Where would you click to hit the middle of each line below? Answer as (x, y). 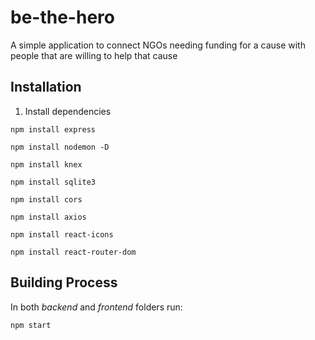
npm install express (53, 129)
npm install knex (46, 164)
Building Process (64, 282)
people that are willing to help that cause (94, 55)
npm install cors (46, 199)
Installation (46, 87)
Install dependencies (68, 111)
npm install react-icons (62, 234)
